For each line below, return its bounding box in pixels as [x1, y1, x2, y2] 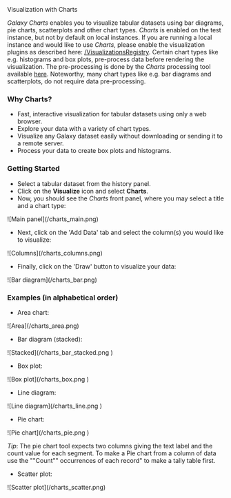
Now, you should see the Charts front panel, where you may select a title [17, 194, 224, 203]
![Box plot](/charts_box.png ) [7, 375, 90, 383]
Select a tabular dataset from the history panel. [17, 179, 152, 187]
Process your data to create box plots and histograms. [17, 147, 172, 155]
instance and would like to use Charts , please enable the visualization [7, 41, 205, 49]
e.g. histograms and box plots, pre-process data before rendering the [7, 55, 205, 63]
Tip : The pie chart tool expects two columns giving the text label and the [7, 442, 213, 450]
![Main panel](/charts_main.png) [7, 215, 99, 223]
